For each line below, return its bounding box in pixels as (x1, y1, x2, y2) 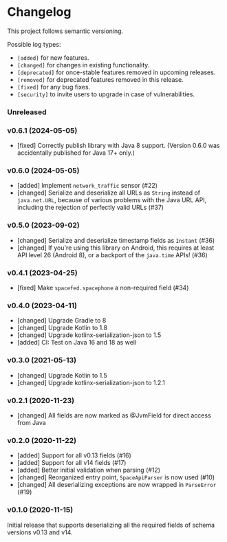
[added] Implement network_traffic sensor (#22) (17, 182, 158, 190)
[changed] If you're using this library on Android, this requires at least (17, 243, 215, 252)
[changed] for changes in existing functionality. (17, 61, 150, 69)
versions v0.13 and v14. (7, 528, 74, 536)
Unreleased (7, 107, 47, 117)
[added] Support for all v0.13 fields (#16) (17, 451, 132, 459)
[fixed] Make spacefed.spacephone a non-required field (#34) (17, 283, 189, 292)
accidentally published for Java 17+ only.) (17, 149, 136, 157)
